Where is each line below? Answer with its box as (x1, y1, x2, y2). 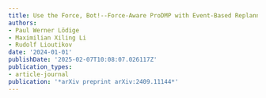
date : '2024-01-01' (8, 48, 73, 56)
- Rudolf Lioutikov (8, 41, 73, 49)
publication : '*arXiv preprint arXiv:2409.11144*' (8, 77, 179, 85)
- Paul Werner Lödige (8, 26, 80, 34)
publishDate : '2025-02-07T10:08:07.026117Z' (8, 56, 158, 64)
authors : (8, 19, 37, 27)
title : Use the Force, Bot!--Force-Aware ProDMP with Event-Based (8, 11, 232, 20)
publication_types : (8, 63, 73, 71)
